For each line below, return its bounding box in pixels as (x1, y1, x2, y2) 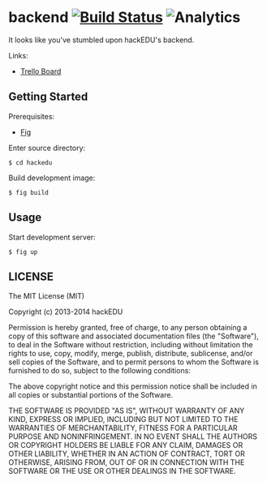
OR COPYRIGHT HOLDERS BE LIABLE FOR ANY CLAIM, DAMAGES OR (8, 441, 243, 450)
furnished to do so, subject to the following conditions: (8, 366, 191, 376)
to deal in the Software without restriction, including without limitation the (8, 340, 253, 350)
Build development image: (8, 173, 96, 183)
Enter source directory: (8, 143, 86, 153)
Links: (8, 50, 28, 60)
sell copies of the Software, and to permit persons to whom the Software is (8, 357, 260, 367)
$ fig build (8, 188, 49, 196)
